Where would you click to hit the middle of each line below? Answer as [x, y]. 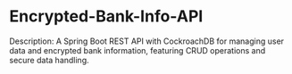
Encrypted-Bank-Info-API [106, 16]
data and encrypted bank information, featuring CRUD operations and [138, 50]
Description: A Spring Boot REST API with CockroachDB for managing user [146, 41]
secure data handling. [49, 60]
